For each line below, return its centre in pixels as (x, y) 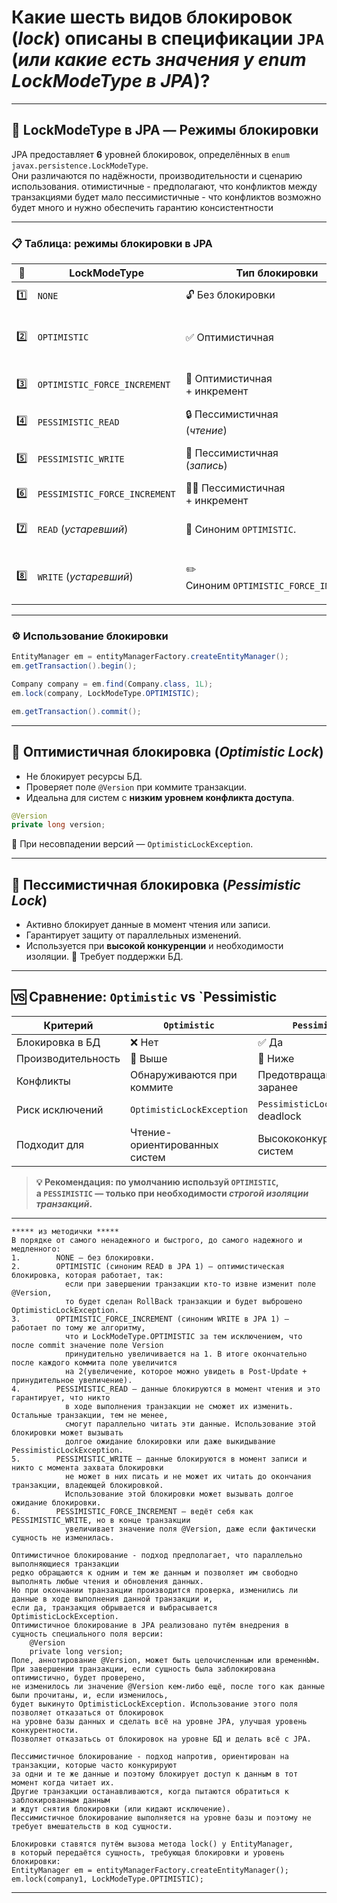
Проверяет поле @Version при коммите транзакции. (136, 787)
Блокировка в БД (58, 1042)
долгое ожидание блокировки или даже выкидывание (170, 1441)
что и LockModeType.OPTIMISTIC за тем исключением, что (183, 1336)
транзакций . (64, 1203)
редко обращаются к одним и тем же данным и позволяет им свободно (155, 1572)
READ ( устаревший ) (83, 529)
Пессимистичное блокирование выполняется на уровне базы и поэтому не (161, 1817)
